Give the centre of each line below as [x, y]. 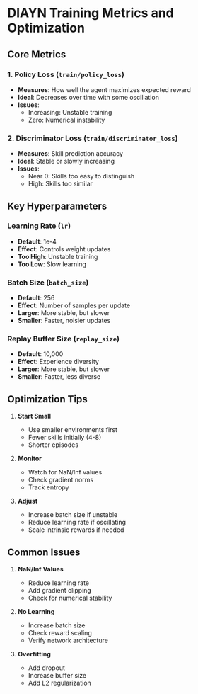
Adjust [28, 501]
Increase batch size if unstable [73, 515]
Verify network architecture [68, 641]
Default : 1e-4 [37, 241]
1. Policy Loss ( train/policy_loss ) [66, 74]
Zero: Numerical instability [66, 120]
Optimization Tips [47, 399]
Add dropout [47, 668]
